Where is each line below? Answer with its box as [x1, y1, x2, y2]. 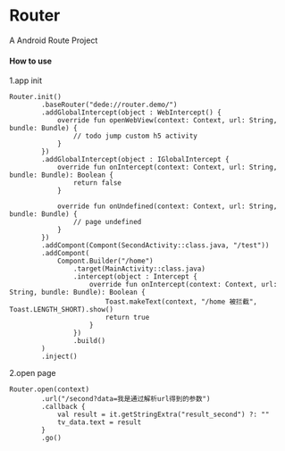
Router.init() [9, 93, 63, 102]
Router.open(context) [9, 385, 90, 394]
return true [105, 313, 150, 322]
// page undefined [72, 218, 142, 227]
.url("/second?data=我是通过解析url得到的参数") [41, 395, 211, 404]
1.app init [9, 75, 43, 86]
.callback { [41, 403, 87, 412]
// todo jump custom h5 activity [72, 131, 198, 141]
